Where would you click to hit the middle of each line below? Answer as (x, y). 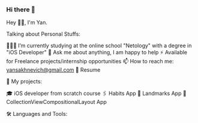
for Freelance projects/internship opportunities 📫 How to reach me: (90, 61)
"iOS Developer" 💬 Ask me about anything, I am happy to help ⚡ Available (97, 53)
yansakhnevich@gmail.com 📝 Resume (53, 70)
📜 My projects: (24, 82)
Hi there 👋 (21, 10)
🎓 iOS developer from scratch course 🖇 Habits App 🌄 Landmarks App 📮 (97, 93)
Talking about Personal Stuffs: (43, 34)
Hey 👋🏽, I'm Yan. (27, 23)
